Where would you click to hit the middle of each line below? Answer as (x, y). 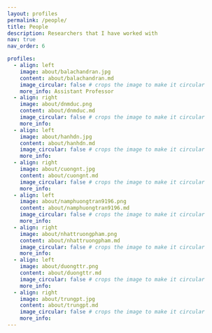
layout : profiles (33, 14)
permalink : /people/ (37, 20)
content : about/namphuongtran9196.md (75, 208)
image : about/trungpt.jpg (58, 299)
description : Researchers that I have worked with (83, 33)
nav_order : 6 (26, 46)
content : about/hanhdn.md (58, 143)
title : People (28, 27)
